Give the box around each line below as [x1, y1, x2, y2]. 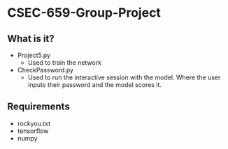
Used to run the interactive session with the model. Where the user [27, 73, 221, 81]
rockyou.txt [17, 119, 51, 127]
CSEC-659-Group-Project [7, 5, 161, 21]
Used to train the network [27, 58, 102, 67]
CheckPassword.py [17, 66, 74, 74]
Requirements [7, 101, 70, 113]
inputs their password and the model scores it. [27, 81, 162, 88]
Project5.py [17, 51, 51, 59]
